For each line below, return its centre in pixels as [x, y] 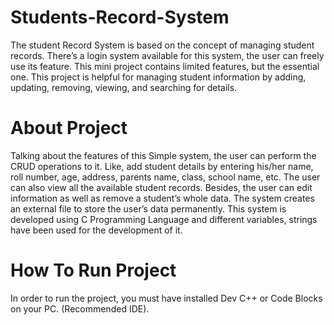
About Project [69, 128]
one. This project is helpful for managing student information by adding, [158, 77]
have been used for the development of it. [96, 230]
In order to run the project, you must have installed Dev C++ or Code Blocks [166, 298]
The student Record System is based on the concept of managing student [162, 45]
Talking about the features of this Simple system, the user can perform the [163, 155]
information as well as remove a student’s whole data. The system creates [162, 198]
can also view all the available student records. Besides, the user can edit [161, 187]
